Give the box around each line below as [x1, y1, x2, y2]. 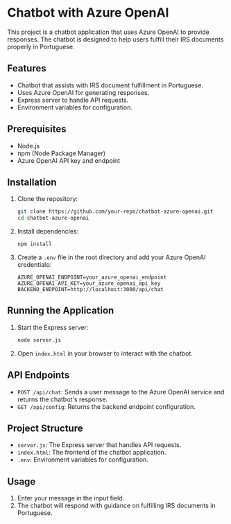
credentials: [17, 261, 51, 268]
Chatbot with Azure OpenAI [7, 5, 169, 21]
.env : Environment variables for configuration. [17, 455, 149, 464]
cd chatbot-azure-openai [17, 215, 89, 222]
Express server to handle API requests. [17, 96, 129, 104]
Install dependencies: [17, 227, 79, 236]
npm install [17, 241, 52, 247]
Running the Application [7, 305, 114, 317]
